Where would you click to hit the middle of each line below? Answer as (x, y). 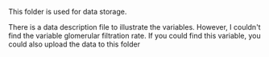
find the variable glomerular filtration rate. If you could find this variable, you (134, 36)
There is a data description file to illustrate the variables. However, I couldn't (134, 27)
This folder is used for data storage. (68, 12)
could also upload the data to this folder (74, 44)
